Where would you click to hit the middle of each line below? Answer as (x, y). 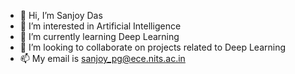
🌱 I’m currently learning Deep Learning (99, 36)
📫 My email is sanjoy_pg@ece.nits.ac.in (102, 58)
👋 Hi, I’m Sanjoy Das (61, 15)
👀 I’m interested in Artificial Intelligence (100, 26)
